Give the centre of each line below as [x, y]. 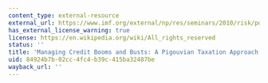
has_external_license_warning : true [69, 30]
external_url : [32, 23]
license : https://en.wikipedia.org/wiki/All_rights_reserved [112, 38]
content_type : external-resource [64, 15]
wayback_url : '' [35, 67]
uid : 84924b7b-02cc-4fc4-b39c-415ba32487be [82, 60]
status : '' [26, 45]
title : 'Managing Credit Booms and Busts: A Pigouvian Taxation [117, 52]
